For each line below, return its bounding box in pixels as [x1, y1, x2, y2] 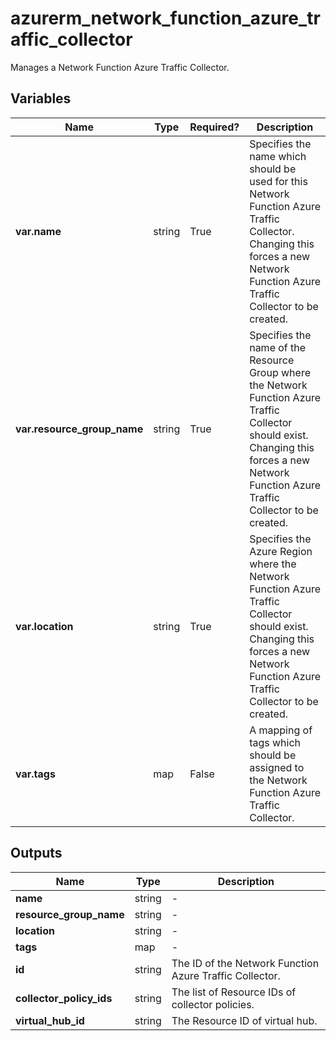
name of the [249, 340, 307, 354]
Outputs [10, 845, 63, 862]
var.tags [15, 767, 56, 781]
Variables [10, 90, 72, 107]
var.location [15, 619, 74, 633]
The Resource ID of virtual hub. [171, 1013, 318, 1027]
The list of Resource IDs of [171, 985, 297, 999]
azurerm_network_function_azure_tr [10, 7, 321, 30]
